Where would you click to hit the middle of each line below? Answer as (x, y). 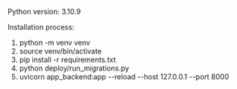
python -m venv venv (54, 42)
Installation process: (41, 27)
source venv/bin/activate (60, 51)
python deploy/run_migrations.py (74, 68)
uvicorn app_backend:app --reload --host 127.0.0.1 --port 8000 (124, 77)
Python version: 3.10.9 (44, 12)
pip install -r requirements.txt (67, 60)
